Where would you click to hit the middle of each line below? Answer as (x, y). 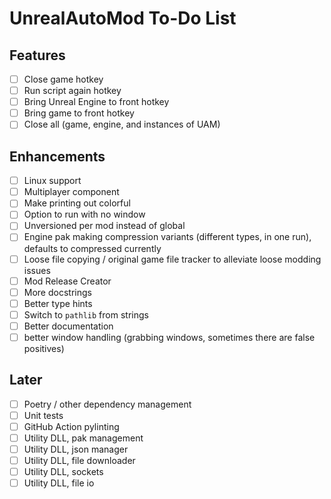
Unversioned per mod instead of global (104, 226)
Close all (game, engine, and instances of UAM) (122, 124)
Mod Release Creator (67, 281)
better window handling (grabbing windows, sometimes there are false (169, 337)
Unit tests (43, 415)
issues (37, 270)
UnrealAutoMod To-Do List (123, 18)
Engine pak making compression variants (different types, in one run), (167, 237)
